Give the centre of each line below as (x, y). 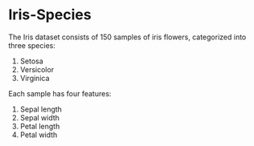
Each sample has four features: (60, 93)
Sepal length (41, 109)
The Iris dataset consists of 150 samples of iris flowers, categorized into (127, 37)
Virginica (35, 78)
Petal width (39, 135)
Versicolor (37, 69)
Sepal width (40, 117)
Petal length (40, 126)
